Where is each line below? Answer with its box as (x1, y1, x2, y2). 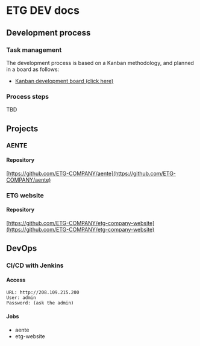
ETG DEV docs (6, 4, 80, 17)
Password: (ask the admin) (6, 300, 74, 306)
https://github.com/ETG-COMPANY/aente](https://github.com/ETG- (8, 170, 177, 177)
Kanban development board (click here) (14, 77, 114, 84)
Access (6, 276, 26, 283)
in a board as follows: (6, 66, 60, 73)
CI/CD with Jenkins (6, 261, 64, 270)
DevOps (6, 243, 37, 253)
